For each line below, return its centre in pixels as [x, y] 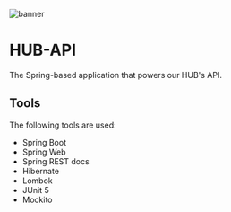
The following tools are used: [63, 125]
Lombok [38, 181]
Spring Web [44, 152]
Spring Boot [44, 142]
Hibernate [41, 171]
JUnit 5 [35, 190]
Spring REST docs [56, 161]
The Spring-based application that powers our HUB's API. [115, 75]
